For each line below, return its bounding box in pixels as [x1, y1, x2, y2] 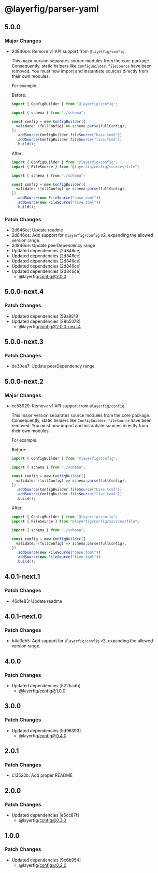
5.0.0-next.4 [4, 288, 44, 296]
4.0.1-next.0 [4, 612, 42, 621]
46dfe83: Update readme [11, 598, 62, 604]
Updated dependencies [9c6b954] [11, 857, 81, 863]
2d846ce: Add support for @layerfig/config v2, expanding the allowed [11, 232, 153, 238]
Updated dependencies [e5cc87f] [11, 812, 79, 818]
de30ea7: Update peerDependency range [11, 363, 95, 369]
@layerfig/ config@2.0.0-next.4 [18, 323, 81, 329]
